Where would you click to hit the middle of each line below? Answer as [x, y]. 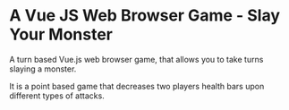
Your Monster [61, 34]
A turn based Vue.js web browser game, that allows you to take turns [136, 59]
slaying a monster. [43, 69]
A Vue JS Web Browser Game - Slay [144, 16]
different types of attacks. [57, 96]
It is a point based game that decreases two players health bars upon [137, 86]
